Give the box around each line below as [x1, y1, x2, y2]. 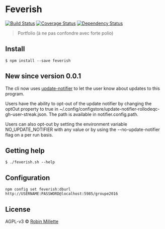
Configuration [5, 173, 50, 182]
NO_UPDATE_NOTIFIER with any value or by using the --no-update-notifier [5, 126, 160, 132]
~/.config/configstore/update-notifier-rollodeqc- [59, 106, 160, 112]
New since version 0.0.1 [5, 72, 81, 80]
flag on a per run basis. [5, 131, 53, 138]
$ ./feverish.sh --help [5, 160, 55, 165]
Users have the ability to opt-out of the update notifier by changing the [5, 100, 152, 107]
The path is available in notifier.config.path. [48, 111, 138, 117]
